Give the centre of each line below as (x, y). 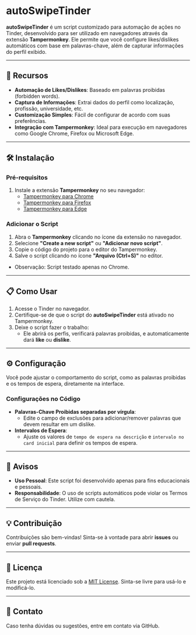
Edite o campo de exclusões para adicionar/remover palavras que (102, 418)
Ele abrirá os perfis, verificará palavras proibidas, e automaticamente (106, 333)
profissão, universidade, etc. (49, 108)
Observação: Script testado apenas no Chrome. (72, 267)
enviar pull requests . (31, 544)
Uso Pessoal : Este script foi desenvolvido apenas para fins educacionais (102, 480)
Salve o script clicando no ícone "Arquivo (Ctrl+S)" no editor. (89, 255)
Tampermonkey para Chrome (58, 197)
